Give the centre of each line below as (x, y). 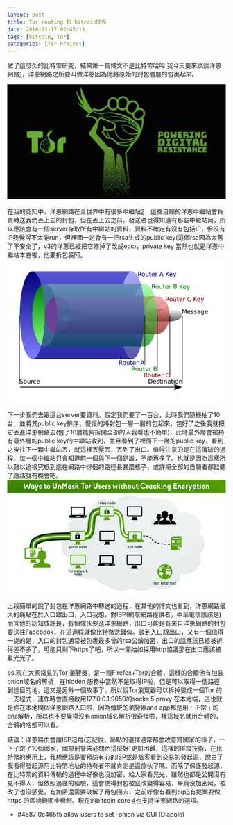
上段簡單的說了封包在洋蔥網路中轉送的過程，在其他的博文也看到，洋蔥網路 (113, 606)
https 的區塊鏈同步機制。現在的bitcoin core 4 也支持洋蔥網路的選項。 (105, 801)
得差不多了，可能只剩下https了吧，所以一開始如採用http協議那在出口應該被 (114, 649)
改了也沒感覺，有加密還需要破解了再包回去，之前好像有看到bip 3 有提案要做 (114, 792)
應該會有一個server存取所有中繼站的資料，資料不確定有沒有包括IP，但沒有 (119, 229)
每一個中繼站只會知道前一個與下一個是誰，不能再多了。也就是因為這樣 (119, 458)
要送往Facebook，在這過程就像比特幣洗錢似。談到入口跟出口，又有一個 (109, 632)
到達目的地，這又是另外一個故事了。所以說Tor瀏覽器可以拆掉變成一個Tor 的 (115, 690)
